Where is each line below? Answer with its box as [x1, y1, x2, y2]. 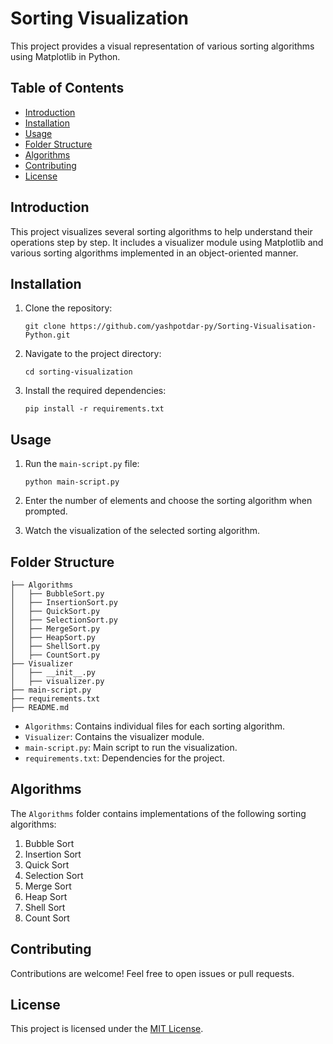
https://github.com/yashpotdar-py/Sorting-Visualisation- [69, 322, 317, 332]
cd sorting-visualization [24, 367, 133, 377]
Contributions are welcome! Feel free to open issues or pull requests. [10, 967, 295, 979]
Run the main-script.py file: [24, 458, 140, 470]
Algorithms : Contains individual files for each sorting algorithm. [24, 720, 286, 732]
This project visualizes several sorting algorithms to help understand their [10, 225, 313, 237]
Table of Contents [10, 80, 125, 97]
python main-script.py [24, 477, 120, 487]
